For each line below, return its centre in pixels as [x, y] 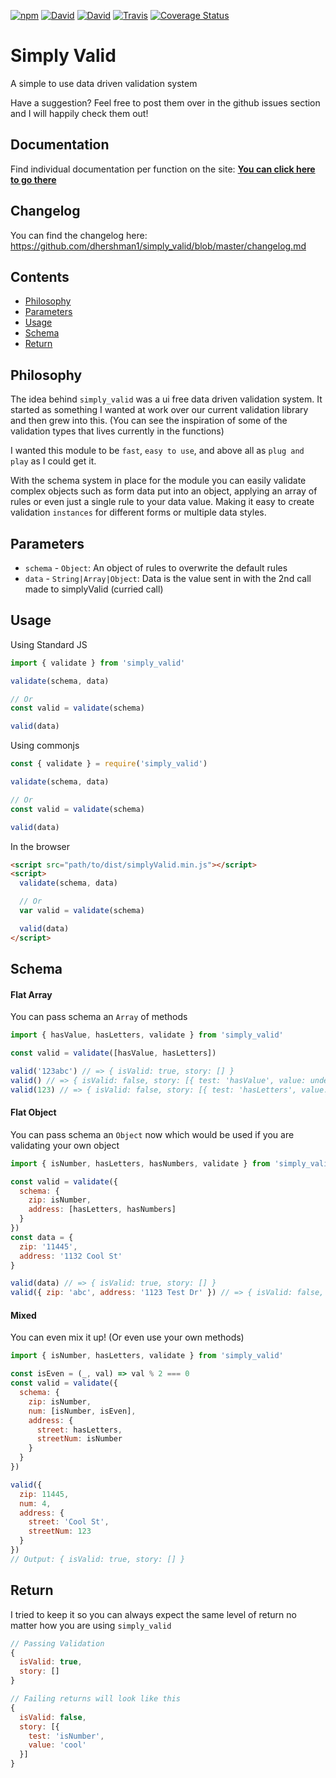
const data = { [42, 1237]
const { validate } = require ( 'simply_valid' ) [109, 764]
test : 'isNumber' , [66, 1736]
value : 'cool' [57, 1745]
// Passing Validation [57, 1643]
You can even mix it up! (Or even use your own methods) [127, 1337]
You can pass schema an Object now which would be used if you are [152, 1134]
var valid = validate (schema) [82, 911]
